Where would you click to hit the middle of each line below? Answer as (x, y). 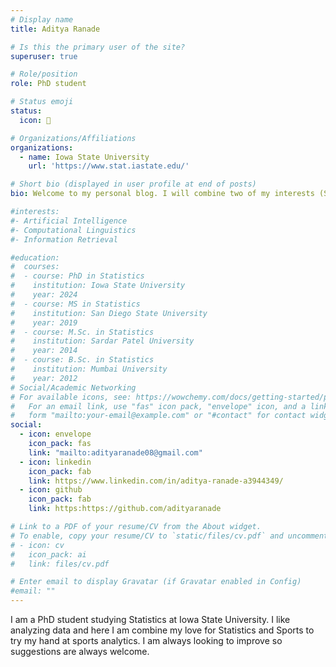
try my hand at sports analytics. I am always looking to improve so (146, 640)
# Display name (42, 19)
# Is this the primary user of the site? (98, 47)
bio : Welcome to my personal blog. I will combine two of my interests (162, 194)
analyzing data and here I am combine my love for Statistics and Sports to (162, 630)
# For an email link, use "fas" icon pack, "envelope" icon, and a (158, 406)
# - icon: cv (37, 545)
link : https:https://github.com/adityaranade (125, 509)
